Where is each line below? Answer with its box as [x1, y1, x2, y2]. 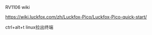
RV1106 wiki [5, 4, 30, 10]
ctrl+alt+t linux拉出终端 [5, 24, 54, 30]
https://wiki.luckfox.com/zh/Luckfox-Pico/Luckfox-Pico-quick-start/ [5, 14, 147, 19]
